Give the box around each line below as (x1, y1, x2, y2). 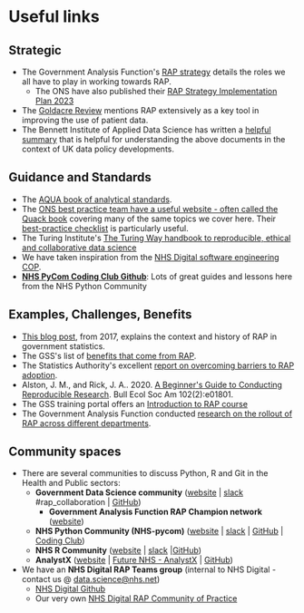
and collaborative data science (21, 242, 137, 253)
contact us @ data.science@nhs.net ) (21, 574, 161, 585)
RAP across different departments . (21, 417, 152, 428)
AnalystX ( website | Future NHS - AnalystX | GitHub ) (34, 555, 233, 566)
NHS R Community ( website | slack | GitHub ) (34, 545, 201, 556)
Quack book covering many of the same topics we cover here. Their (21, 213, 277, 224)
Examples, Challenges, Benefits (8, 306, 192, 323)
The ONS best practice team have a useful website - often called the (21, 203, 279, 214)
